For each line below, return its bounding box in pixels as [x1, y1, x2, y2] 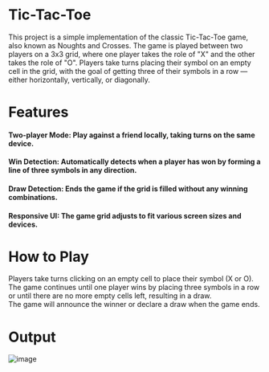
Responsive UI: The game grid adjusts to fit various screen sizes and [8, 211, 242, 220]
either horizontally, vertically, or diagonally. [8, 75, 150, 84]
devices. [8, 219, 39, 229]
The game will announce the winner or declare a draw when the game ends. [8, 300, 260, 309]
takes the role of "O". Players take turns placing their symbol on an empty [8, 58, 251, 67]
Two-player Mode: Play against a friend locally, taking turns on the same [8, 130, 255, 140]
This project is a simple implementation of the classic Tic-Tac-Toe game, [8, 32, 249, 42]
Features [8, 103, 69, 121]
